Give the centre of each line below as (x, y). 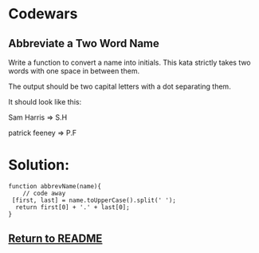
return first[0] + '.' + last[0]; (73, 207)
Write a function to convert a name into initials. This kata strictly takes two (129, 62)
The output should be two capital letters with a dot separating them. (120, 86)
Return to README (55, 239)
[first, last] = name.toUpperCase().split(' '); (94, 200)
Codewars (43, 14)
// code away (44, 193)
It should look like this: (45, 102)
